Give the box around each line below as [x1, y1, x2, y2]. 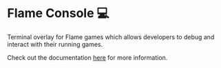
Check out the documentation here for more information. [7, 53, 168, 62]
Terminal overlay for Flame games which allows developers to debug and [7, 32, 215, 41]
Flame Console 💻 [7, 5, 109, 21]
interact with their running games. [7, 40, 103, 48]
